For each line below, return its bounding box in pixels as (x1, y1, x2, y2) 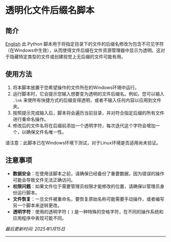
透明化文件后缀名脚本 (5, 5, 95, 16)
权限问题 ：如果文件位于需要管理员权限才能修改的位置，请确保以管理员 (12, 183, 160, 189)
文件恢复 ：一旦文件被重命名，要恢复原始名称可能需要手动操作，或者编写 (12, 196, 164, 202)
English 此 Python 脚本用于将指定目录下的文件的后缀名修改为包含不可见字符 (5, 41, 164, 47)
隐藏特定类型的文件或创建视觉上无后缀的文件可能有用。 (9, 54, 126, 59)
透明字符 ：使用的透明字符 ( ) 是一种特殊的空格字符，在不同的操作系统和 (12, 208, 164, 215)
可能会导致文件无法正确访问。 (12, 176, 75, 183)
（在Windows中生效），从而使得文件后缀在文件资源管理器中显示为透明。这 (5, 47, 161, 53)
